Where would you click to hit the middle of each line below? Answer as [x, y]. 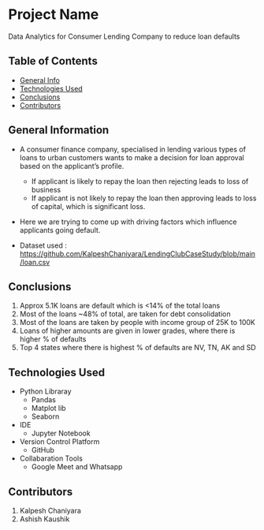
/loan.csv [35, 262]
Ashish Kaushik [45, 519]
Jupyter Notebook [61, 433]
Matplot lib [48, 409]
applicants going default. [60, 230]
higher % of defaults [53, 339]
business [46, 189]
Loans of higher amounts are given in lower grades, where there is [127, 331]
